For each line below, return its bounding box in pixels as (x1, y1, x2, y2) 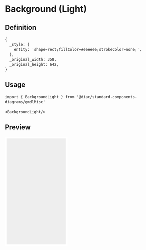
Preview (5, 123, 31, 132)
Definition (5, 23, 36, 32)
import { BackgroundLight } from (5, 94, 75, 99)
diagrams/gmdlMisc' (5, 99, 46, 104)
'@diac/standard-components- (76, 94, 137, 99)
